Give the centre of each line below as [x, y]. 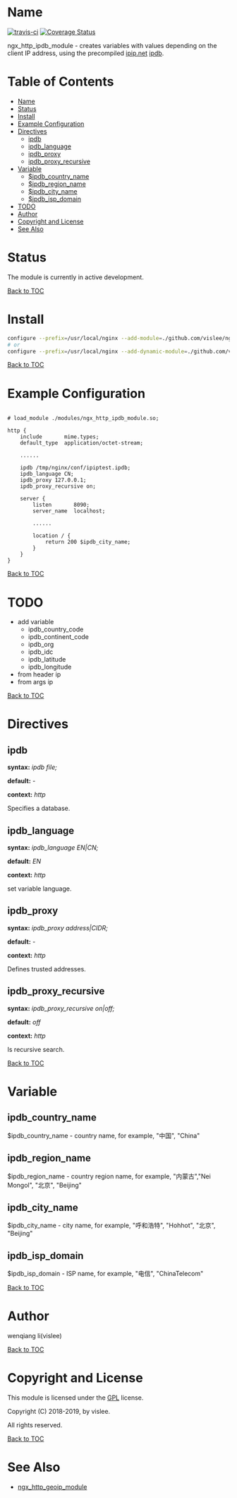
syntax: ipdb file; [32, 767]
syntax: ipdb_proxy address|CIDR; [57, 928]
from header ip [39, 674]
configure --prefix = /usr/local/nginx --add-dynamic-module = [98, 351]
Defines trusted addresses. [47, 969]
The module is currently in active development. [76, 277]
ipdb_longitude [50, 667]
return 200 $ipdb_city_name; [88, 542]
